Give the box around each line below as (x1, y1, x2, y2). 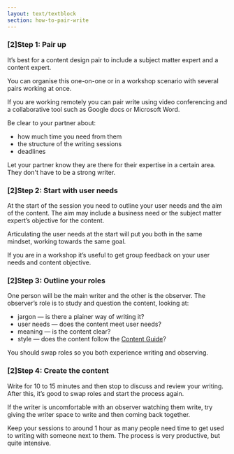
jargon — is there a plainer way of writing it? (17, 313, 145, 321)
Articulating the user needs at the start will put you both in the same (7, 230, 203, 239)
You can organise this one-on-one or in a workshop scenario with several (7, 76, 219, 85)
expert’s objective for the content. (7, 216, 105, 225)
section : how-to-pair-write (7, 17, 89, 24)
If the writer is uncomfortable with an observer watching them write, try (7, 403, 213, 411)
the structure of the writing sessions (17, 139, 122, 148)
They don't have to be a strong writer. (7, 168, 116, 176)
